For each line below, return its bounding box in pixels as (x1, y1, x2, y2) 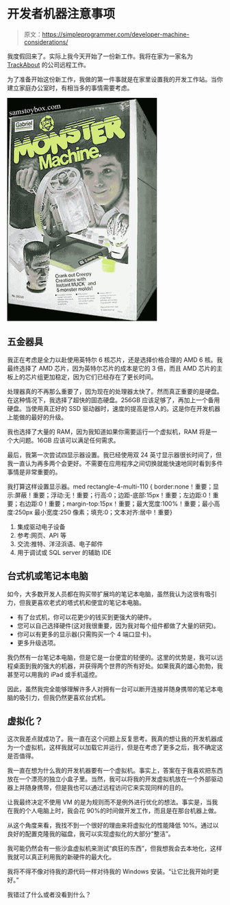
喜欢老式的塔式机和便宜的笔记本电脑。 (36, 598, 145, 606)
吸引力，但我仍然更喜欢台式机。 (18, 693, 110, 702)
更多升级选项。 (16, 639, 60, 647)
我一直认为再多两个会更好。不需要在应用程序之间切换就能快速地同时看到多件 (7, 459, 223, 467)
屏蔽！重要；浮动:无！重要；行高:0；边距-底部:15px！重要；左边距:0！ (14, 491, 214, 499)
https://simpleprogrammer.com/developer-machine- (42, 30, 190, 38)
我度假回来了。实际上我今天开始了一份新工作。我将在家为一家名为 (7, 52, 193, 60)
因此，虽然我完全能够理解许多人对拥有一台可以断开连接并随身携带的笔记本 (7, 684, 217, 693)
